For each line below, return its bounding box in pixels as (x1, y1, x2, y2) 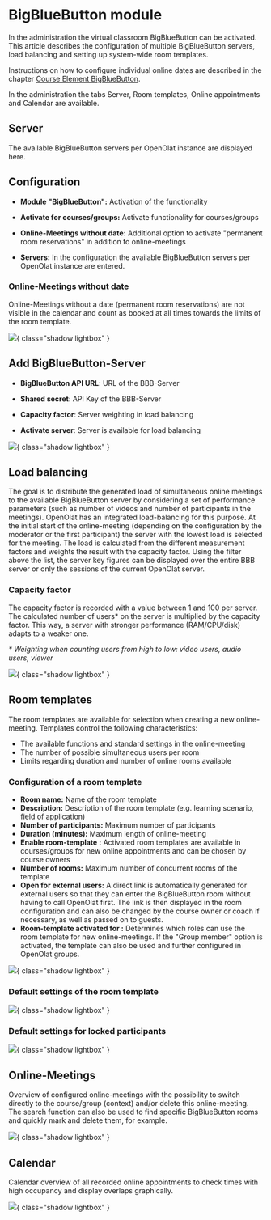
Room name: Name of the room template (19, 794, 158, 804)
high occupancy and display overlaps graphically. (8, 1186, 174, 1196)
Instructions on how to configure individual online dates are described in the (8, 65, 262, 74)
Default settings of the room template (8, 985, 159, 997)
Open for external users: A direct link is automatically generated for (19, 880, 248, 890)
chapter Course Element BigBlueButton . (8, 74, 141, 83)
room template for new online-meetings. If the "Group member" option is (19, 932, 263, 942)
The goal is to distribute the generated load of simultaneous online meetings (8, 487, 263, 497)
